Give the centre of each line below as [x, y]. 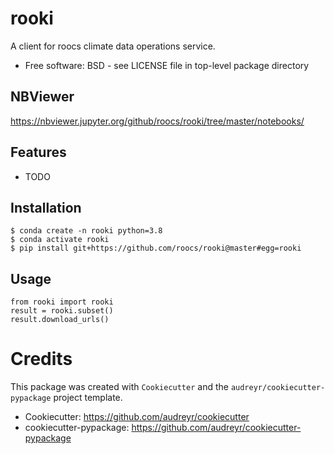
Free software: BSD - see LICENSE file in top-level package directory [167, 65]
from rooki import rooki [62, 302]
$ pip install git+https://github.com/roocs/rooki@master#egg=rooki [156, 248]
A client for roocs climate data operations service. [113, 46]
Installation [46, 207]
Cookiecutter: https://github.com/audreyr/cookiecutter [137, 417]
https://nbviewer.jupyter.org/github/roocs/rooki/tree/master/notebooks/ [157, 121]
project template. [88, 398]
